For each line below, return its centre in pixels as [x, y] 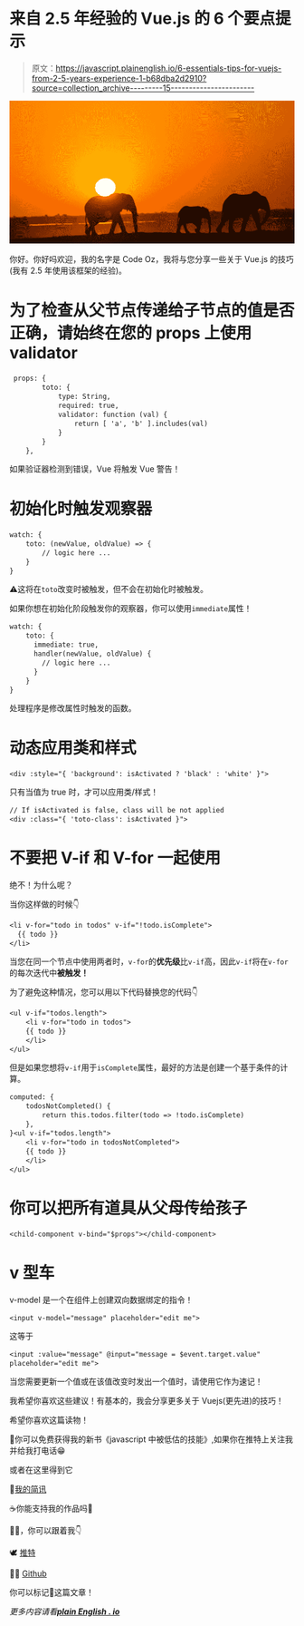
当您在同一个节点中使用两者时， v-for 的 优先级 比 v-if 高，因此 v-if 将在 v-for [149, 961]
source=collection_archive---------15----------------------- [143, 88]
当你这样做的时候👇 [44, 904]
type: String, [84, 396]
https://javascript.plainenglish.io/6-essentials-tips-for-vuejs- [169, 68]
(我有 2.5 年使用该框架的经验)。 [68, 270]
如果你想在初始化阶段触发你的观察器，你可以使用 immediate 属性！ [131, 608]
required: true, [88, 405]
